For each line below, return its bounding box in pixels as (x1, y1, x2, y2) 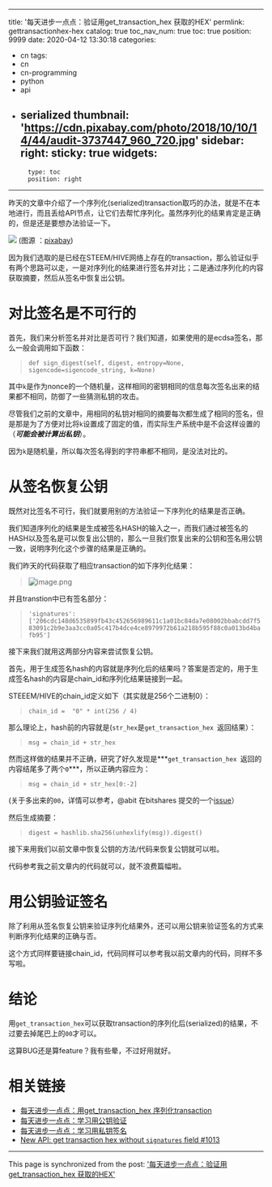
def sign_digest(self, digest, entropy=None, (28, 358, 185, 367)
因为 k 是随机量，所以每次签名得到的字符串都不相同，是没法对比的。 (8, 446, 232, 456)
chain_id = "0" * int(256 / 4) (28, 707, 138, 715)
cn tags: (19, 50, 48, 60)
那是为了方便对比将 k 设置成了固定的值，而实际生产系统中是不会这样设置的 (15, 418, 261, 428)
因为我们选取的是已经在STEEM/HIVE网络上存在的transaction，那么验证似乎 (8, 252, 259, 262)
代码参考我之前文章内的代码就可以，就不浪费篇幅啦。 (8, 861, 186, 871)
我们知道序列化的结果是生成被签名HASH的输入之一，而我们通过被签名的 (8, 523, 249, 533)
